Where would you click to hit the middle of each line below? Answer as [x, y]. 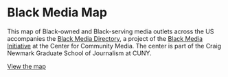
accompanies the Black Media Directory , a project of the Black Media [105, 38]
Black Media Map [57, 13]
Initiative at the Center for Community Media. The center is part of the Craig [114, 46]
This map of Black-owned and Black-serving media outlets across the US [111, 31]
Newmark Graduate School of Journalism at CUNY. [80, 53]
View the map [27, 66]
